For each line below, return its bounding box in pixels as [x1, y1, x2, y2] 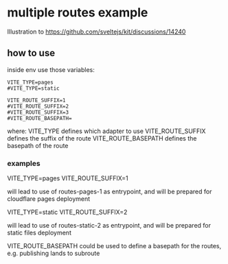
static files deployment [7, 228, 72, 237]
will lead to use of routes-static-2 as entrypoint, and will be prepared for [7, 221, 212, 230]
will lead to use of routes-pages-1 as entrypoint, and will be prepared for [7, 187, 212, 196]
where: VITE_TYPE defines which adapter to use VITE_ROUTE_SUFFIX [7, 127, 206, 135]
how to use [7, 47, 56, 59]
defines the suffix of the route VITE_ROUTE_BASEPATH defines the [7, 134, 197, 142]
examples [7, 158, 41, 168]
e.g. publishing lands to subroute [7, 249, 100, 258]
